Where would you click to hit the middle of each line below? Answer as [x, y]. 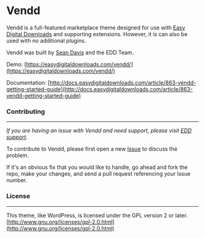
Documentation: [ [28, 83]
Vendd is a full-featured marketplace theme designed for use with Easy [96, 28]
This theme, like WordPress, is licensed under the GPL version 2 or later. [97, 215]
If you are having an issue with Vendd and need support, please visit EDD [99, 131]
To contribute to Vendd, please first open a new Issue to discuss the [92, 149]
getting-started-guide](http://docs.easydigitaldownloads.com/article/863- [100, 89]
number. [17, 180]
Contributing [26, 111]
